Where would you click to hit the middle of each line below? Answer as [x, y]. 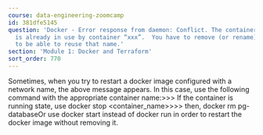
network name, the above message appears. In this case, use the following [129, 89]
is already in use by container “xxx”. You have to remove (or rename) [136, 37]
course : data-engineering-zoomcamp [66, 15]
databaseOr [27, 114]
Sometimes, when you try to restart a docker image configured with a [120, 81]
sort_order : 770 [34, 59]
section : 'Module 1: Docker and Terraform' [80, 52]
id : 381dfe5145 [33, 23]
